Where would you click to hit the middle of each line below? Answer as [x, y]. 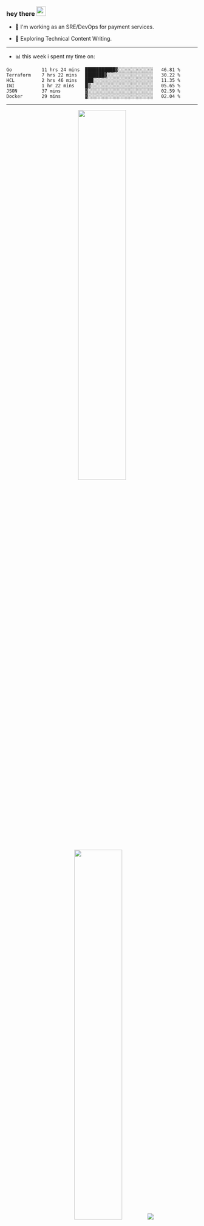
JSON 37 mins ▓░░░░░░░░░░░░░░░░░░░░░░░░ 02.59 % [93, 91]
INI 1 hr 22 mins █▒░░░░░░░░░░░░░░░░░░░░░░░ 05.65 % [93, 86]
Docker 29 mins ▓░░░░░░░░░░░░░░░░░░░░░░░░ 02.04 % [93, 97]
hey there [21, 13]
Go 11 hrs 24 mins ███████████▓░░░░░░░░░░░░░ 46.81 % [93, 70]
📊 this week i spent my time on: [55, 56]
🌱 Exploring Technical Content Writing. [63, 39]
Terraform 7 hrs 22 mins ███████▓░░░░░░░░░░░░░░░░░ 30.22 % [93, 75]
